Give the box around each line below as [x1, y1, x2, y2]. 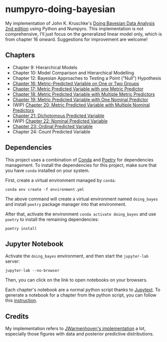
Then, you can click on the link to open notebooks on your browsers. [5, 277, 148, 283]
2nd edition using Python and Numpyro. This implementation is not [5, 25, 144, 31]
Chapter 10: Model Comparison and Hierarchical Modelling [12, 70, 134, 76]
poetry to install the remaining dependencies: [5, 216, 99, 222]
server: [5, 258, 20, 264]
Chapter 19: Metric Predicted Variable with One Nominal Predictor [12, 96, 148, 102]
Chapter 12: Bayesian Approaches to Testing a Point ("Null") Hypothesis [12, 75, 161, 81]
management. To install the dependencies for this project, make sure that [5, 162, 157, 168]
